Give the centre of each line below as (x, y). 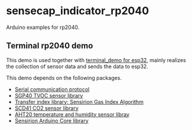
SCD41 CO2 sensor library (46, 108)
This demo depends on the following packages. (64, 77)
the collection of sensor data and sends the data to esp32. (77, 66)
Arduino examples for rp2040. (43, 27)
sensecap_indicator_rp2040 (78, 11)
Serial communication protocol (52, 89)
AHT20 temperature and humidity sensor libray (72, 114)
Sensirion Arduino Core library (51, 121)
